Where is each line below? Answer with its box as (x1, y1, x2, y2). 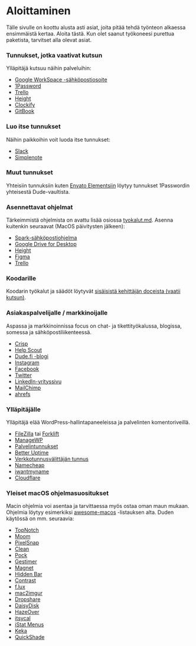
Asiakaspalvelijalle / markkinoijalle (6, 309, 108, 317)
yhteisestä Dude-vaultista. (6, 188, 70, 195)
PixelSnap (14, 539, 40, 546)
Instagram (14, 359, 40, 366)
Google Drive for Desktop (14, 241, 77, 248)
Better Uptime (14, 449, 49, 456)
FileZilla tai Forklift (14, 430, 59, 437)
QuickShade (14, 634, 45, 641)
